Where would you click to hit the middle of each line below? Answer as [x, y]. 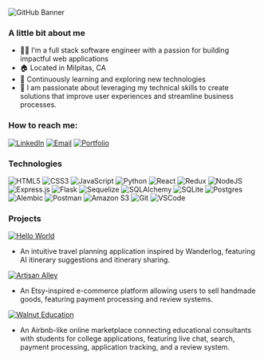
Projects [25, 218]
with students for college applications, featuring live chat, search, [127, 338]
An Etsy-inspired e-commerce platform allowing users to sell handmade [138, 291]
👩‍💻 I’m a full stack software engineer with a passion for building [124, 50]
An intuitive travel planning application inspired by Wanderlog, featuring [137, 251]
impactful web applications [64, 59]
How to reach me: [43, 125]
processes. [38, 105]
